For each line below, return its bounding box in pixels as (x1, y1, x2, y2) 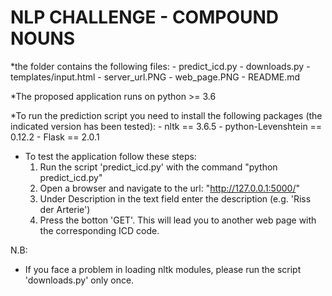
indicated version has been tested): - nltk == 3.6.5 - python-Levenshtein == (10, 120, 323, 132)
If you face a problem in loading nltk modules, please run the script (24, 263, 302, 275)
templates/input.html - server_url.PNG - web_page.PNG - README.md (10, 71, 301, 83)
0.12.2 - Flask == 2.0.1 (10, 131, 100, 143)
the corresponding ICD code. (39, 224, 160, 236)
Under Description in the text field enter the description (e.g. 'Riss (39, 192, 312, 205)
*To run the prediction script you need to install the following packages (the (10, 109, 323, 121)
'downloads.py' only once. (24, 274, 135, 286)
